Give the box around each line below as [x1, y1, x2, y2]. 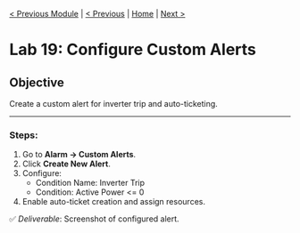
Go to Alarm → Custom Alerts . [21, 149, 137, 160]
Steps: [9, 129, 38, 141]
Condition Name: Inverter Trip [35, 178, 146, 189]
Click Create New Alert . [21, 158, 112, 169]
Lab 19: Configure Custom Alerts [9, 40, 257, 60]
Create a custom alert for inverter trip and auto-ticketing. [9, 99, 219, 108]
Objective [9, 75, 65, 90]
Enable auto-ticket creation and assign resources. [21, 197, 205, 207]
